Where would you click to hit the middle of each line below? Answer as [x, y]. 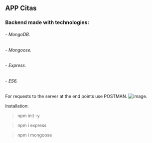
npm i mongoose [35, 135]
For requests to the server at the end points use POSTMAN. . [76, 96]
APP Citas [21, 8]
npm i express [32, 125]
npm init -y [28, 116]
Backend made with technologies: [47, 22]
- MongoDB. [18, 34]
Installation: [17, 106]
